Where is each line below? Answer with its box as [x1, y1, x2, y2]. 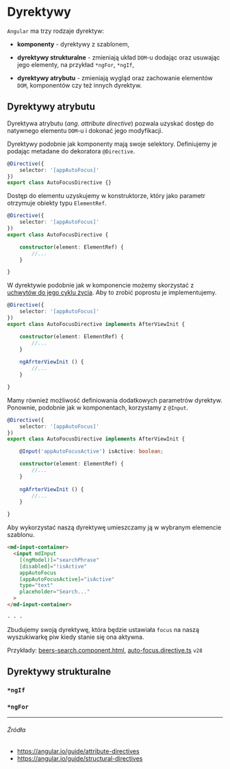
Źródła [7, 726, 26, 734]
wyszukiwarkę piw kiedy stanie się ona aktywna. [7, 633, 145, 641]
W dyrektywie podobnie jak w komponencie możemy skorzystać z [7, 281, 194, 290]
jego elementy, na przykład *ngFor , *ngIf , [16, 60, 135, 68]
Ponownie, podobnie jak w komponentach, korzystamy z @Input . [7, 403, 188, 412]
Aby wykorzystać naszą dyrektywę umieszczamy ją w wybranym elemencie [7, 523, 222, 531]
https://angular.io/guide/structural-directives [16, 754, 143, 762]
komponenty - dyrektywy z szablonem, [16, 40, 130, 48]
